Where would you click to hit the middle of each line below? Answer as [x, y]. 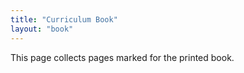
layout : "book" [42, 29]
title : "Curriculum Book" [64, 19]
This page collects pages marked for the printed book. [122, 57]
